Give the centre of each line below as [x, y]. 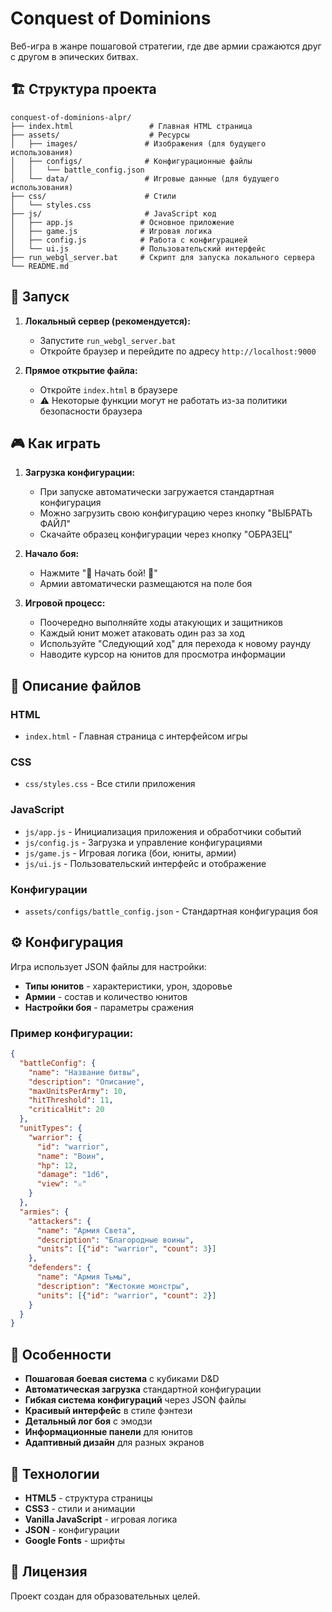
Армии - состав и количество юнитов [106, 996]
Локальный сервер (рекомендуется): [107, 321]
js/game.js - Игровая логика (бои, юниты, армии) [130, 853]
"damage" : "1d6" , [73, 1175]
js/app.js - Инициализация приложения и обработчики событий [163, 831]
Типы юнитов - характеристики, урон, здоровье [128, 986]
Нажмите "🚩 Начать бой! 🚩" [98, 573]
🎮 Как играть [56, 443]
